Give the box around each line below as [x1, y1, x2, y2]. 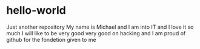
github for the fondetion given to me [6, 36, 96, 43]
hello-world [6, 4, 67, 17]
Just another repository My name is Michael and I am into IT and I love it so [6, 23, 194, 30]
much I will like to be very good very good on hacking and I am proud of [6, 29, 186, 36]
